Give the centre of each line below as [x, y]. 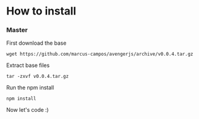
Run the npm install [30, 88]
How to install [41, 11]
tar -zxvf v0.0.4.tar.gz [38, 77]
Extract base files [28, 65]
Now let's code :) [28, 110]
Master [17, 30]
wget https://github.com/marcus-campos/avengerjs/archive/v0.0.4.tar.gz [100, 54]
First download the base [36, 43]
